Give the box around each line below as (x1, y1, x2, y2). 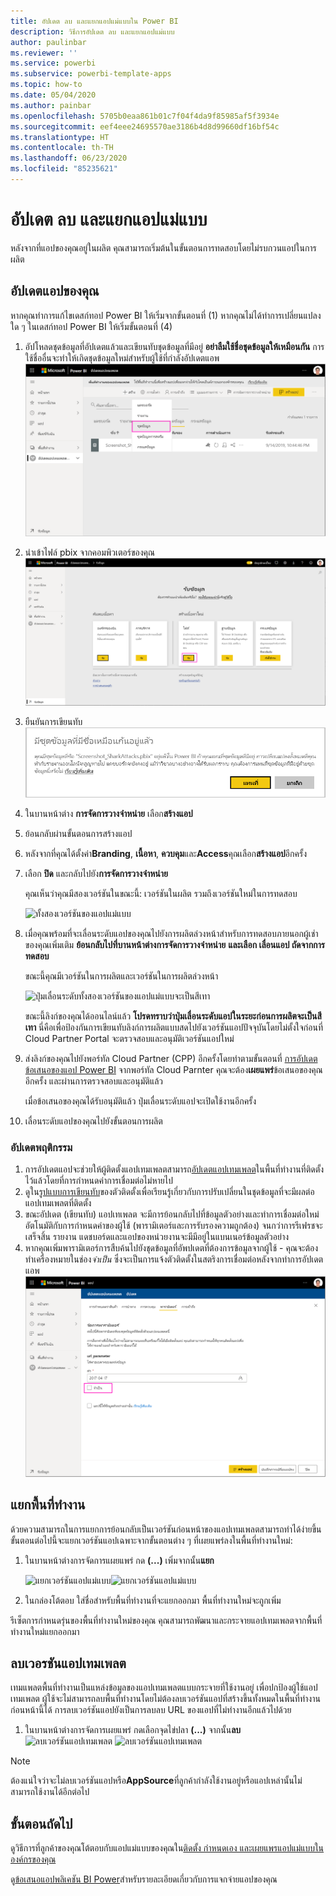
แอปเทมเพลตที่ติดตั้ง (24, 1197, 92, 1209)
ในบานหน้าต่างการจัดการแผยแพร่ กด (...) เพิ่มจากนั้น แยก (24, 1554, 215, 1566)
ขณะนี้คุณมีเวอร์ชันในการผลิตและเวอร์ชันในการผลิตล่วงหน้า (24, 970, 219, 982)
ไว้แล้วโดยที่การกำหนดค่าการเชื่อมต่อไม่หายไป (24, 1175, 173, 1187)
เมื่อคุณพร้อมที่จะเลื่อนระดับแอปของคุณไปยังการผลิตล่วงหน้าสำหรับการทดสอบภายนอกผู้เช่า (24, 928, 319, 940)
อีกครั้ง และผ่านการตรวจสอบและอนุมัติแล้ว (24, 1075, 164, 1087)
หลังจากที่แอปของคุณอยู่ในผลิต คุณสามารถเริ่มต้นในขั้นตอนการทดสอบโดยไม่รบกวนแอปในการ (10, 241, 317, 254)
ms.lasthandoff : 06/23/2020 (10, 153, 128, 164)
